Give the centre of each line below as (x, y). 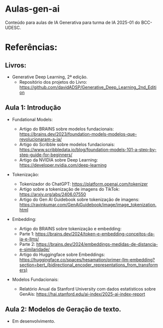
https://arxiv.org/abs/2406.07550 (53, 194)
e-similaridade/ (34, 249)
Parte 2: (27, 244)
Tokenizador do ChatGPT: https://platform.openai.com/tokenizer (83, 184)
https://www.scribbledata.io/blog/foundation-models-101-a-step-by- (88, 149)
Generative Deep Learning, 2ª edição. (50, 77)
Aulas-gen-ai (32, 9)
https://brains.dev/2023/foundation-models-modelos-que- (78, 134)
